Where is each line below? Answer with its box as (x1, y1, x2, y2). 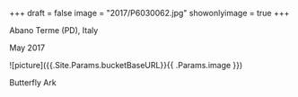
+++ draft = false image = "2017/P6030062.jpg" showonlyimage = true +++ (9, 8, 290, 18)
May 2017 (9, 42, 46, 53)
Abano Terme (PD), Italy (9, 25, 99, 35)
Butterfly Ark (9, 77, 57, 88)
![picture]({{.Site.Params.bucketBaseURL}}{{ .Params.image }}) (9, 60, 243, 70)
